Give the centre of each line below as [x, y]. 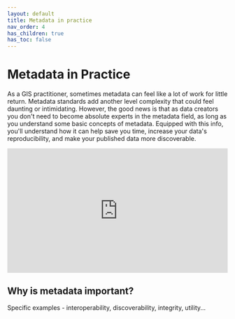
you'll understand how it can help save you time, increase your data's [107, 131]
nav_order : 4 [26, 27]
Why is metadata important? [71, 291]
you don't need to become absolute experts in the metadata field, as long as [117, 116]
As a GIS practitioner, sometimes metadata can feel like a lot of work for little [117, 94]
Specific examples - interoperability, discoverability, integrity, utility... [107, 308]
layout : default [31, 14]
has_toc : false [29, 40]
